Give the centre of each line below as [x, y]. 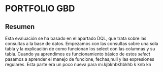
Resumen [20, 27]
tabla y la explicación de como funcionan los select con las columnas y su [80, 49]
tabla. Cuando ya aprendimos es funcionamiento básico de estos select [78, 54]
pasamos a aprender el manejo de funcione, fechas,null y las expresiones [80, 59]
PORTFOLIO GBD [40, 9]
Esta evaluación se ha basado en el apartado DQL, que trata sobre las [76, 38]
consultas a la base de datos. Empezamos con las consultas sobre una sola [82, 44]
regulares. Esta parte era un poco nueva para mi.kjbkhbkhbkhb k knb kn [78, 64]
